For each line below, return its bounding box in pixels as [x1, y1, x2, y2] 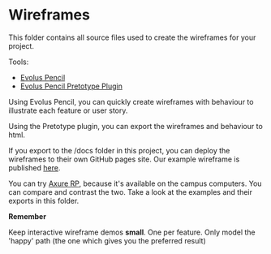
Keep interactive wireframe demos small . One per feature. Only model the [8, 227, 256, 237]
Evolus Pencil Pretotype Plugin [19, 81, 123, 91]
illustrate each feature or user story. [8, 105, 128, 115]
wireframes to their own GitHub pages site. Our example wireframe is [8, 154, 240, 164]
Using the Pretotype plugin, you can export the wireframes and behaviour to [8, 121, 264, 131]
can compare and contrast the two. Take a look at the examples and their [8, 187, 253, 196]
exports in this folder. [8, 196, 80, 205]
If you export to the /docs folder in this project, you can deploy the [8, 145, 230, 155]
